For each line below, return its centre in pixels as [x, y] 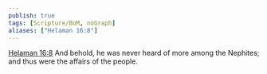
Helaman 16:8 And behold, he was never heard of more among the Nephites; [134, 53]
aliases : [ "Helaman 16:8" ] [53, 30]
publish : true [32, 16]
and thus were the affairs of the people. [73, 61]
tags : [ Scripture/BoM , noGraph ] [62, 23]
